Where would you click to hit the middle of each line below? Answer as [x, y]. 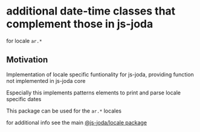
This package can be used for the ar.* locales [64, 111]
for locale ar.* [24, 41]
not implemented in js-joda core [46, 81]
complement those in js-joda [80, 24]
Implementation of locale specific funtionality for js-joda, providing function [100, 74]
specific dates [24, 99]
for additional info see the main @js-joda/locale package [76, 122]
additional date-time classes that [91, 11]
